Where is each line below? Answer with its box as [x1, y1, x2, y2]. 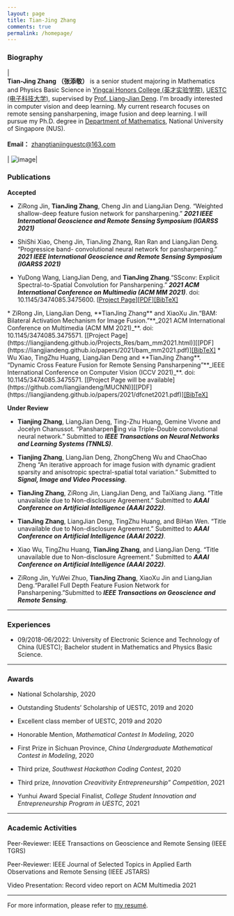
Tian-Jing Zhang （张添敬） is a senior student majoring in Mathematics [7, 77, 215, 85]
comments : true [7, 23, 52, 30]
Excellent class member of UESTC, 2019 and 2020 [17, 717, 162, 725]
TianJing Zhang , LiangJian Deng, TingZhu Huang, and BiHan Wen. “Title [17, 517, 226, 525]
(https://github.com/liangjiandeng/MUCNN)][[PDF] [7, 382, 153, 391]
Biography [7, 53, 43, 63]
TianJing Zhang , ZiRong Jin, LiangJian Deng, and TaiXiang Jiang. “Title [17, 488, 223, 497]
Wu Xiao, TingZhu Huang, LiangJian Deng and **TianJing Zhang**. [7, 353, 201, 362]
